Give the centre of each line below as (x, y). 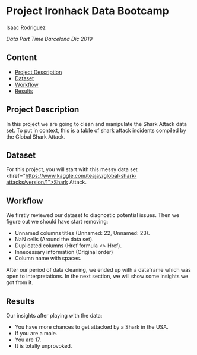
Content (22, 58)
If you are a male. (36, 333)
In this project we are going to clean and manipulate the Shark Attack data (96, 124)
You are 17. (28, 340)
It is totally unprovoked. (43, 346)
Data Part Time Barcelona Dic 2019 (50, 39)
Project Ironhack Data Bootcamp (88, 11)
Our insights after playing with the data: (54, 315)
